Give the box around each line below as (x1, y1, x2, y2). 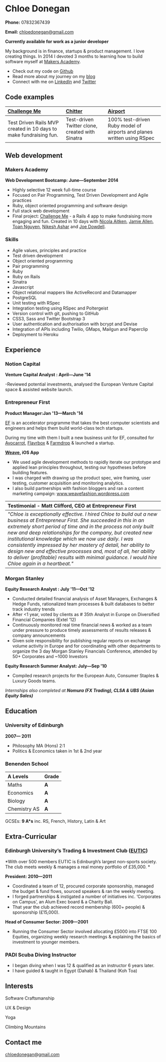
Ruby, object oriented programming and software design (12, 203, 127, 209)
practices (12, 197, 32, 203)
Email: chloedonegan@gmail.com (5, 29, 74, 35)
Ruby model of (108, 122, 142, 129)
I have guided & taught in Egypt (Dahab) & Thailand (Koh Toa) (12, 968, 137, 973)
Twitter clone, (66, 122, 98, 129)
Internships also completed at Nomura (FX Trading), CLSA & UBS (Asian (5, 688, 154, 694)
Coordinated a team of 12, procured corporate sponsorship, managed (12, 883, 154, 889)
